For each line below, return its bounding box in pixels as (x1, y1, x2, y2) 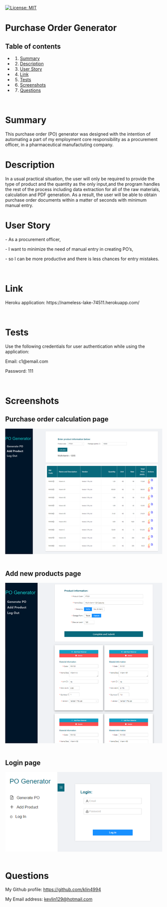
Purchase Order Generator (5, 23, 117, 34)
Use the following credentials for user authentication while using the (5, 343, 146, 349)
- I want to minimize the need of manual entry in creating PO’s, (5, 246, 134, 252)
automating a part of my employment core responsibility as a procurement (5, 136, 158, 142)
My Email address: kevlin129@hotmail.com (5, 896, 93, 902)
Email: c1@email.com (5, 358, 48, 364)
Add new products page (5, 569, 81, 578)
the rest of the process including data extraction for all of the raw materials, (5, 186, 161, 192)
